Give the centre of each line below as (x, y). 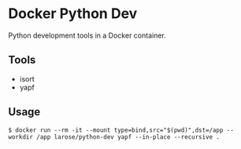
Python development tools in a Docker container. (87, 35)
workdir (21, 137)
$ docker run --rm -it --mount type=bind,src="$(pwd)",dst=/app (116, 130)
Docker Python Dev (73, 14)
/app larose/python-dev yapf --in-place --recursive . (128, 137)
